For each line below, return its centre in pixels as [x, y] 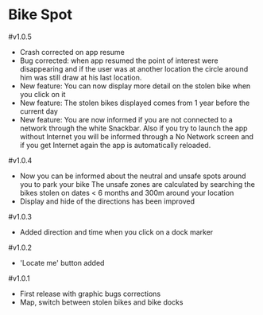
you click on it [43, 94]
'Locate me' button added [62, 262]
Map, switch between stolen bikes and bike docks [101, 302]
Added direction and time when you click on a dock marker [116, 231]
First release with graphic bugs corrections [90, 294]
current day [39, 111]
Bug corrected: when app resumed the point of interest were [119, 60]
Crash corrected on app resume [72, 52]
